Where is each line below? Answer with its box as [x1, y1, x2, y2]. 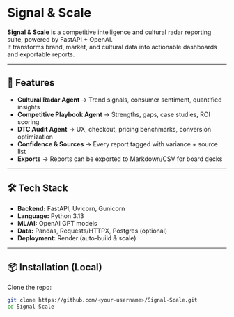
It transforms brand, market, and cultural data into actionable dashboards [7, 42, 217, 51]
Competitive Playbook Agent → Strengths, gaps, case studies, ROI [17, 110, 211, 118]
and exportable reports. [7, 50, 75, 59]
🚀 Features [7, 77, 55, 88]
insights [17, 102, 40, 111]
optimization [17, 132, 54, 141]
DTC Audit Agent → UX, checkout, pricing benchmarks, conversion [17, 125, 212, 133]
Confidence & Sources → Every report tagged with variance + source [17, 139, 218, 148]
